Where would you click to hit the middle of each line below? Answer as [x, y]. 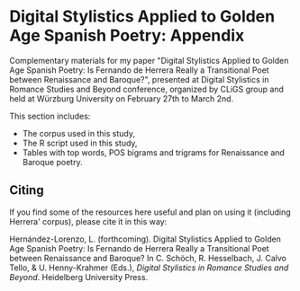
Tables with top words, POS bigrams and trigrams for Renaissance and [154, 152]
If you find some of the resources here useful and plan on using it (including [150, 212]
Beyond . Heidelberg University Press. [79, 277]
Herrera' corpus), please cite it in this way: [88, 221]
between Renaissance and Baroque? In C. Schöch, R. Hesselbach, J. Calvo [148, 258]
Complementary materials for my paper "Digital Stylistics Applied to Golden [149, 60]
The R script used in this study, [80, 143]
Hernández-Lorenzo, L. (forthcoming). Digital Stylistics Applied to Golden [145, 239]
